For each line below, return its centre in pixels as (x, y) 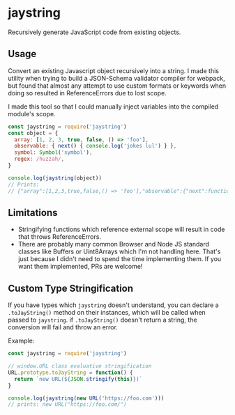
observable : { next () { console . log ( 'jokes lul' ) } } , (96, 146)
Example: (21, 341)
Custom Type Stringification (71, 288)
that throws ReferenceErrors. (60, 237)
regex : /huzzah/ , (39, 159)
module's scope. (32, 113)
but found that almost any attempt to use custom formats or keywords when (117, 86)
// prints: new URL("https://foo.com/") (68, 405)
